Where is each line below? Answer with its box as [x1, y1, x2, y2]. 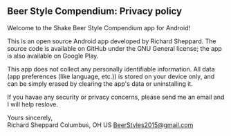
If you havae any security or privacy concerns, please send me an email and [7, 93, 225, 101]
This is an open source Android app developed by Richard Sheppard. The [7, 37, 216, 45]
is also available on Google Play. [7, 52, 99, 60]
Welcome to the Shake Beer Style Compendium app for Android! [7, 23, 191, 32]
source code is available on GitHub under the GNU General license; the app [7, 44, 223, 52]
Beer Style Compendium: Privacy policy [7, 5, 182, 17]
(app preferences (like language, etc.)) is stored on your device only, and [7, 72, 215, 80]
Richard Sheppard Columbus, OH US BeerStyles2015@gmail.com [7, 120, 194, 129]
